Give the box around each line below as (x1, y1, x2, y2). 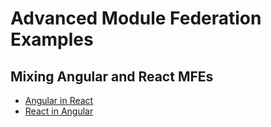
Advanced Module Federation (10, 7, 262, 30)
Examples (10, 28, 94, 51)
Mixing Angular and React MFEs (10, 68, 214, 85)
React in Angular (24, 105, 94, 117)
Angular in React (24, 95, 94, 106)
